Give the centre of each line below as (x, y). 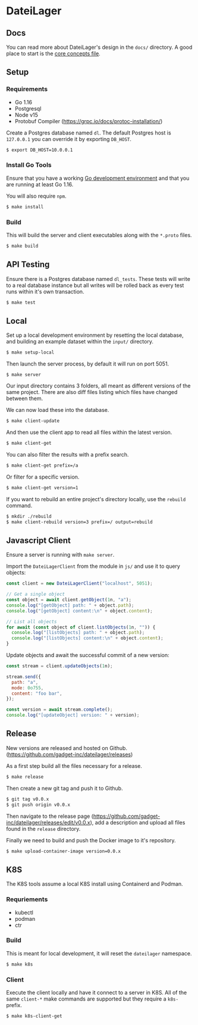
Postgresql (28, 108)
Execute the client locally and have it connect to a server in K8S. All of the (97, 992)
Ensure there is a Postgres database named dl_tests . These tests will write (98, 279)
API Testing (28, 265)
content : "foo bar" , (37, 693)
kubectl (24, 912)
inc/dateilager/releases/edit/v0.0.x (48, 822)
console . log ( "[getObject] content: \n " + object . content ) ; (79, 611)
